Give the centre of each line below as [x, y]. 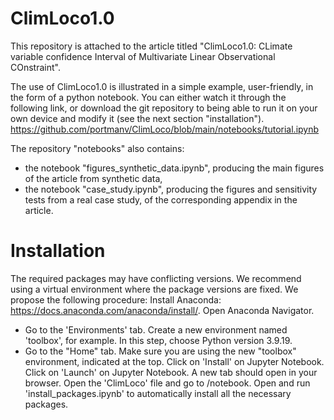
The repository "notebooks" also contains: [97, 148]
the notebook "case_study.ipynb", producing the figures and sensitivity [171, 189]
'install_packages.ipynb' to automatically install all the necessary [158, 393]
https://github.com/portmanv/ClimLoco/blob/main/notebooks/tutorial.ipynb [165, 129]
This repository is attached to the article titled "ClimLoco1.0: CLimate [151, 46]
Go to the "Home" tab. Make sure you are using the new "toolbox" [160, 351]
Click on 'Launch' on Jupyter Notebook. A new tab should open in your [171, 372]
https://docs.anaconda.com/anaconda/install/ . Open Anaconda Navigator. [162, 310]
